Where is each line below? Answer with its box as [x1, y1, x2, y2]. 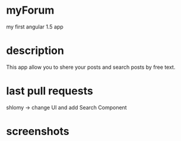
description [6, 44, 64, 57]
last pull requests [6, 84, 93, 98]
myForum [6, 4, 55, 17]
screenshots [6, 125, 69, 138]
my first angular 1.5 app [6, 23, 63, 30]
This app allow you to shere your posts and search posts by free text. [6, 63, 176, 70]
